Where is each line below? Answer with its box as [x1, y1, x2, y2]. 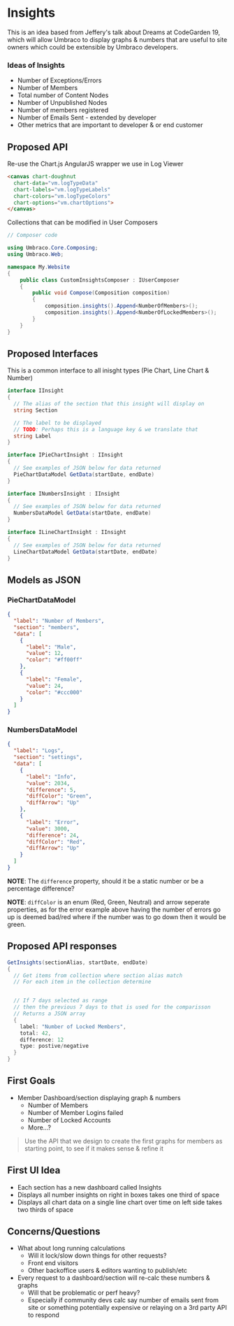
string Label [13, 432, 52, 440]
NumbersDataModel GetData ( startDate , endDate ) [13, 510, 152, 517]
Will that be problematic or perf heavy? [27, 1288, 140, 1297]
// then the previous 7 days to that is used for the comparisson [13, 1004, 211, 1011]
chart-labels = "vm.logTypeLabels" [13, 186, 111, 193]
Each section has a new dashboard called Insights [17, 1183, 162, 1191]
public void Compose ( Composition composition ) [32, 289, 170, 296]
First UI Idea [7, 1165, 61, 1176]
